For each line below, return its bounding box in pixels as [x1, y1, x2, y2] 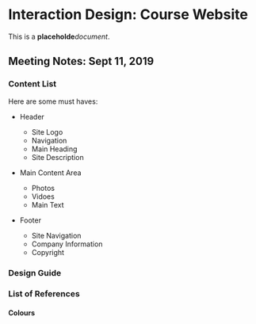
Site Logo [31, 127, 63, 136]
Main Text [31, 200, 64, 209]
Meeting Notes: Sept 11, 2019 [8, 55, 155, 68]
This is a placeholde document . [8, 32, 110, 41]
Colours [8, 308, 36, 318]
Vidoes [31, 192, 55, 201]
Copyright [31, 247, 65, 257]
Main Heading [31, 144, 78, 154]
